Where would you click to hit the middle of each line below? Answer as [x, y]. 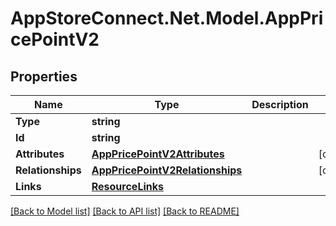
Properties [44, 76]
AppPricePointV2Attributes [158, 154]
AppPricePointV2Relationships [167, 170]
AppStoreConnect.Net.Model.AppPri [167, 18]
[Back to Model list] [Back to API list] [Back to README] [125, 211]
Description [280, 104]
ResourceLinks [127, 186]
